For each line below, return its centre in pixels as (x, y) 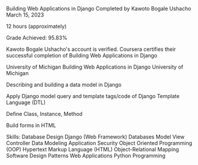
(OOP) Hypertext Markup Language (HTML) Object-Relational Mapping (92, 149)
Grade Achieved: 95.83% (37, 38)
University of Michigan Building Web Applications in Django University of (95, 67)
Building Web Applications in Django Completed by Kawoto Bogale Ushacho (99, 9)
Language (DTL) (26, 102)
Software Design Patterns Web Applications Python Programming (86, 156)
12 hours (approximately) (36, 26)
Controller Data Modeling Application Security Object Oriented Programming (99, 143)
